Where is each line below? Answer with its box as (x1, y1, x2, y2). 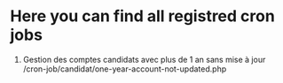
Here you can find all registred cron (10, 6, 276, 26)
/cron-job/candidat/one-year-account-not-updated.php (22, 64, 227, 74)
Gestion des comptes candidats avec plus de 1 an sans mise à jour (22, 54, 266, 64)
